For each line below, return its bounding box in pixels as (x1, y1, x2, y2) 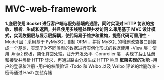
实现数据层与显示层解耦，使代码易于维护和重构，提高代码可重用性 (13, 32, 147, 38)
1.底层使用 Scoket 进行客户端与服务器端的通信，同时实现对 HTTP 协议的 (5, 20, 150, 26)
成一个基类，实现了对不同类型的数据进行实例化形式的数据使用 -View (5, 45, 143, 51)
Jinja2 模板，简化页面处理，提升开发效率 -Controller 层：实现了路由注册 (10, 51, 156, 57)
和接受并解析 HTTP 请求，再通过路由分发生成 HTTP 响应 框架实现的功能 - (5, 57, 153, 63)
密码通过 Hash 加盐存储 (5, 69, 52, 75)
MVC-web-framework (5, 3, 97, 15)
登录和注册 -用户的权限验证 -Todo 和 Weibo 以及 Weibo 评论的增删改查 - (13, 63, 160, 69)
